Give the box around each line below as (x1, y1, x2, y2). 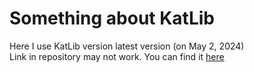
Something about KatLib (9, 7, 216, 30)
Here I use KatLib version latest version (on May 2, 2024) (9, 40, 245, 52)
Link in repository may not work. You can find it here (9, 50, 225, 62)
